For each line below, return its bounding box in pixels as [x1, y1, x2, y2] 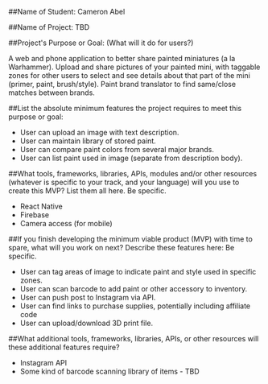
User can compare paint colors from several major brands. [19, 145, 215, 154]
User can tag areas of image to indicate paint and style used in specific [19, 267, 257, 276]
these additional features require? [8, 342, 120, 352]
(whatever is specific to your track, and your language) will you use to [8, 177, 240, 187]
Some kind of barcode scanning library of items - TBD [19, 366, 200, 376]
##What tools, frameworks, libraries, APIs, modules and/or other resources [8, 169, 258, 178]
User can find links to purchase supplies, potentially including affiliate [19, 301, 251, 311]
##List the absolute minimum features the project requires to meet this [8, 104, 242, 113]
